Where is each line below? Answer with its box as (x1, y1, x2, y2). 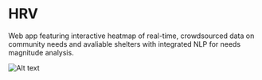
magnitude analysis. (8, 48, 74, 57)
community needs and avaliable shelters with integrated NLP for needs (8, 39, 241, 48)
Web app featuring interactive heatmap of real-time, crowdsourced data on (8, 31, 255, 40)
